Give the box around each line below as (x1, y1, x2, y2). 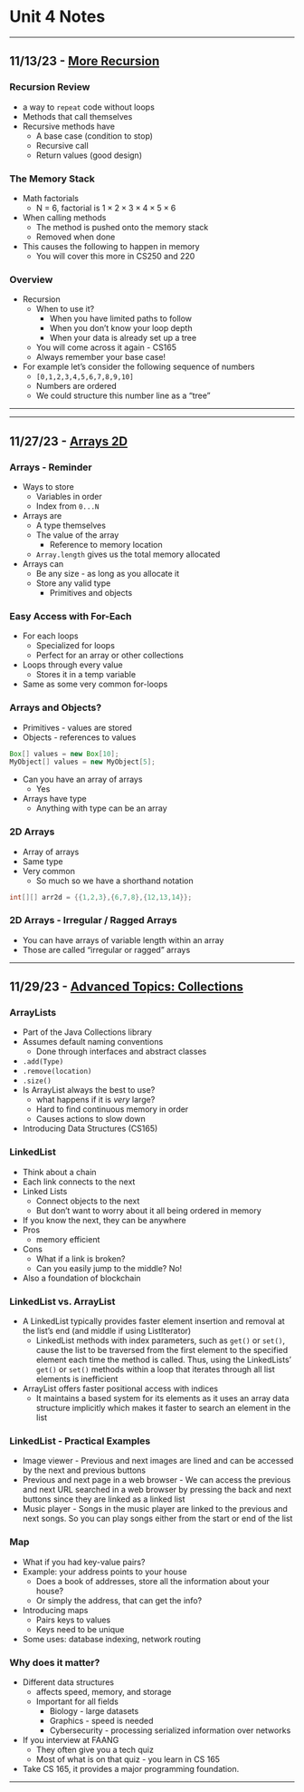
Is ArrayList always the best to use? (22, 1085, 156, 1096)
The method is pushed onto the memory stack (35, 221, 209, 232)
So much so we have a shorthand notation (35, 875, 194, 886)
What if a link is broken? (35, 1253, 126, 1264)
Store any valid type (35, 578, 111, 589)
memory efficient (35, 1233, 100, 1244)
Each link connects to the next (22, 1176, 136, 1187)
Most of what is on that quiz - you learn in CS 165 (35, 1753, 220, 1765)
